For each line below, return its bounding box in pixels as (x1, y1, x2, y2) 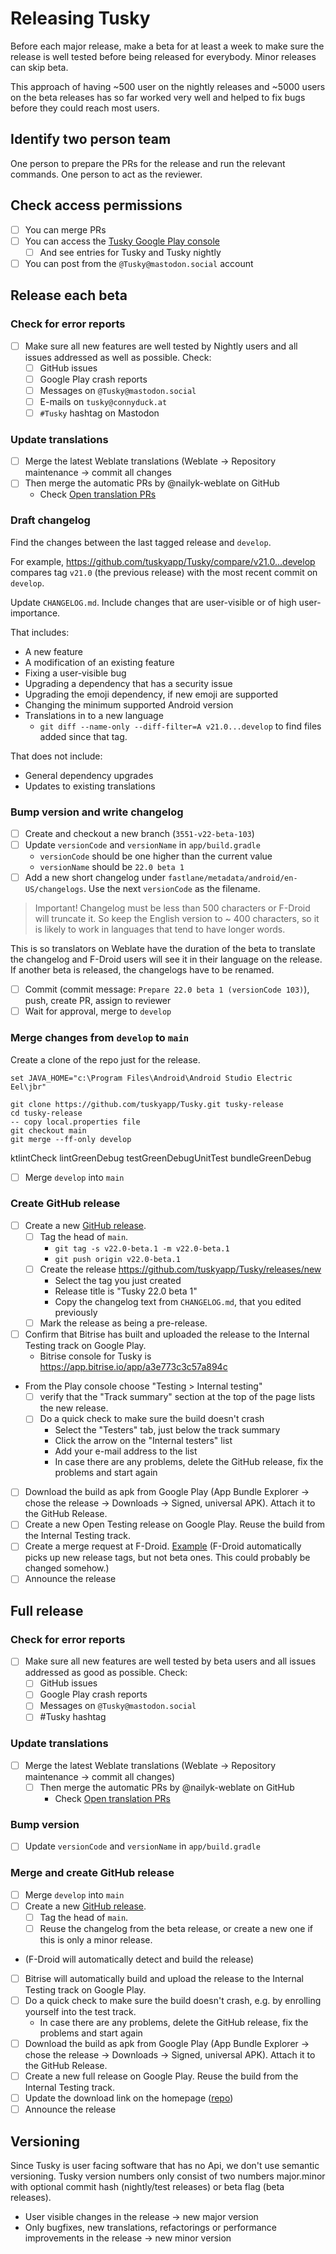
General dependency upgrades (24, 769, 154, 781)
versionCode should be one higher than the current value (39, 850, 273, 862)
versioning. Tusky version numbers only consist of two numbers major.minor (10, 2170, 326, 2182)
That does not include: (10, 750, 103, 762)
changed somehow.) (24, 1562, 110, 1574)
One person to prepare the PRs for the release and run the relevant (10, 157, 286, 169)
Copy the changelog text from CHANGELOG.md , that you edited (54, 1296, 302, 1308)
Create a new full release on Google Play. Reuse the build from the (24, 2070, 299, 2082)
